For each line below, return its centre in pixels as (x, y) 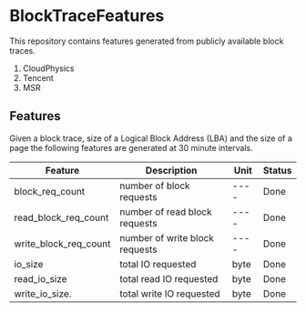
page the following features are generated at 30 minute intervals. (131, 147)
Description (171, 170)
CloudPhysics (48, 68)
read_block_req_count (61, 217)
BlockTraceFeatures (87, 16)
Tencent (38, 77)
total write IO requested (170, 294)
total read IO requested (169, 278)
